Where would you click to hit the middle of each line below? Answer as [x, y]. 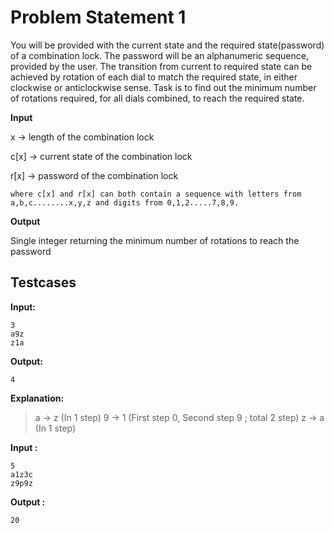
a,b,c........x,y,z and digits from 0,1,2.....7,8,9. [125, 202]
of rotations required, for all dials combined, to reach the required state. [157, 98]
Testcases [43, 282]
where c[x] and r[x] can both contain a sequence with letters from [156, 194]
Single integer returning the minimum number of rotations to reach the [155, 240]
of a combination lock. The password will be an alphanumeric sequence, [159, 55]
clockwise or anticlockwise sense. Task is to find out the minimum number [163, 87]
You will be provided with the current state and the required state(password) [167, 45]
